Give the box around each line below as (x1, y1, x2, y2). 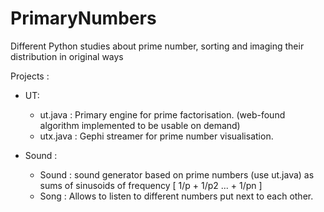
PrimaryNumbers (10, 7, 157, 30)
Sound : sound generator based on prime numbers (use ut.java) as (39, 168, 315, 181)
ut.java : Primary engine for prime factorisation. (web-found (39, 108, 286, 121)
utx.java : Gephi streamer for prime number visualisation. (39, 130, 274, 142)
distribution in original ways (10, 50, 124, 62)
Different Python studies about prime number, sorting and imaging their (10, 40, 305, 52)
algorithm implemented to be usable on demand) (39, 119, 241, 131)
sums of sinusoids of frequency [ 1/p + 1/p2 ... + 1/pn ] (39, 179, 263, 191)
